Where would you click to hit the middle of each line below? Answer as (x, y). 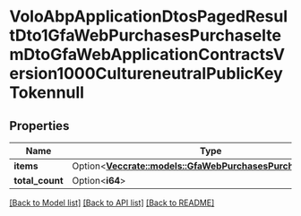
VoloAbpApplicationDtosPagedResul (149, 17)
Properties (39, 126)
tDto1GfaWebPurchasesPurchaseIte (146, 35)
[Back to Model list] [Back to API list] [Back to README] (112, 203)
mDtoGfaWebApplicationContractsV (147, 55)
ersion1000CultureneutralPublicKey (146, 74)
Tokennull (47, 93)
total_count (39, 181)
